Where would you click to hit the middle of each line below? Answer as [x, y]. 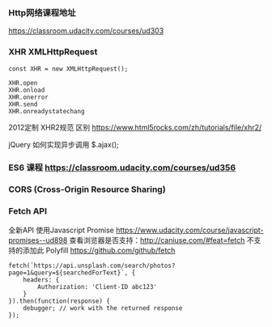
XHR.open [23, 83]
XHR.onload [27, 90]
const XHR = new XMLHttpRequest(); [68, 69]
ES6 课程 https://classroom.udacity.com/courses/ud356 [122, 168]
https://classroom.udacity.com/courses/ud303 [86, 31]
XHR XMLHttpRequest [53, 52]
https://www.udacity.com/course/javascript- [190, 230]
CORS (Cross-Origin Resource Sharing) [87, 189]
